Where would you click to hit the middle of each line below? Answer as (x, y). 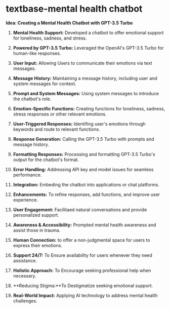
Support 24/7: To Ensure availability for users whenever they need (82, 255)
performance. (27, 175)
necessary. (25, 276)
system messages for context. (45, 84)
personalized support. (36, 215)
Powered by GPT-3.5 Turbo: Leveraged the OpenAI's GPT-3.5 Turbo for (88, 48)
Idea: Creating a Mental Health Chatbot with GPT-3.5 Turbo (69, 23)
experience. (26, 200)
